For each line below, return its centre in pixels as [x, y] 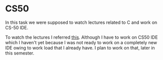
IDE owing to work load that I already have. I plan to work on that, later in [80, 48]
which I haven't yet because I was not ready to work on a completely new [81, 42]
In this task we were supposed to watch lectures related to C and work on [81, 22]
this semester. [20, 53]
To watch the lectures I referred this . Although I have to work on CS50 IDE [81, 37]
